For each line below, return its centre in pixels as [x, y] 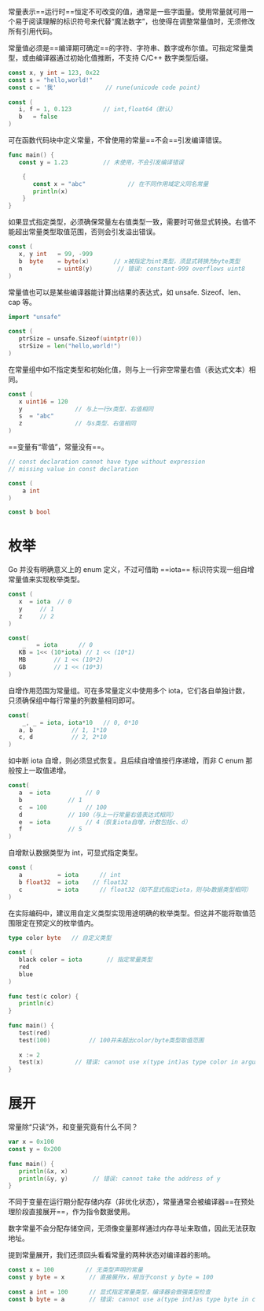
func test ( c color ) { [44, 996]
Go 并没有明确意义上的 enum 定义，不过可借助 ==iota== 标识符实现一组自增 [131, 570]
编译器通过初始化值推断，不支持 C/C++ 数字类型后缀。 [124, 58]
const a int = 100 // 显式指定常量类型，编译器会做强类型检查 [110, 1292]
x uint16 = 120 [43, 401]
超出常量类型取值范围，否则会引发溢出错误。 [87, 232]
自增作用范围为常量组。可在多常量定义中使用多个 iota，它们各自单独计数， [129, 690]
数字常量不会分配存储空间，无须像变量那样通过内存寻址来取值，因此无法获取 [132, 1228]
